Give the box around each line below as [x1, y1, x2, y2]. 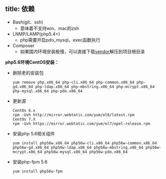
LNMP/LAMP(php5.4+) [12, 31, 60, 37]
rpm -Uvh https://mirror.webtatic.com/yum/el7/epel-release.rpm [12, 121, 150, 126]
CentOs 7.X [12, 117, 36, 122]
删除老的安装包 [12, 70, 44, 76]
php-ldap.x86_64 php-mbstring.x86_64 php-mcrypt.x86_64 [35, 84, 155, 89]
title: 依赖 [5, 5, 35, 14]
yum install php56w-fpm [12, 168, 63, 174]
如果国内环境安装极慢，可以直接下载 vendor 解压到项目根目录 [20, 48, 145, 54]
